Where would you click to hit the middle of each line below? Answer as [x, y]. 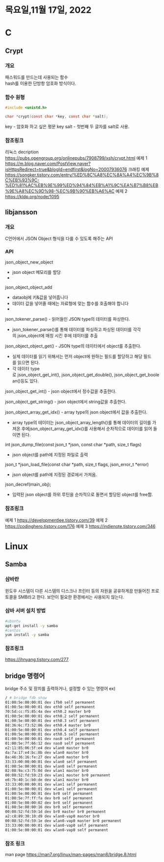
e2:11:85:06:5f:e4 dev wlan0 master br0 [47, 748]
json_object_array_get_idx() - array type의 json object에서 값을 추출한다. [76, 412]
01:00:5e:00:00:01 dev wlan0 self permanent [51, 766]
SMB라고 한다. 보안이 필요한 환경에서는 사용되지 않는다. [71, 597]
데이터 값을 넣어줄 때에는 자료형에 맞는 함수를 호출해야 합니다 [70, 304]
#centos [13, 630]
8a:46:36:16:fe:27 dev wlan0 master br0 [47, 757]
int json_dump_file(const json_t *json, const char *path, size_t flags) [73, 445]
